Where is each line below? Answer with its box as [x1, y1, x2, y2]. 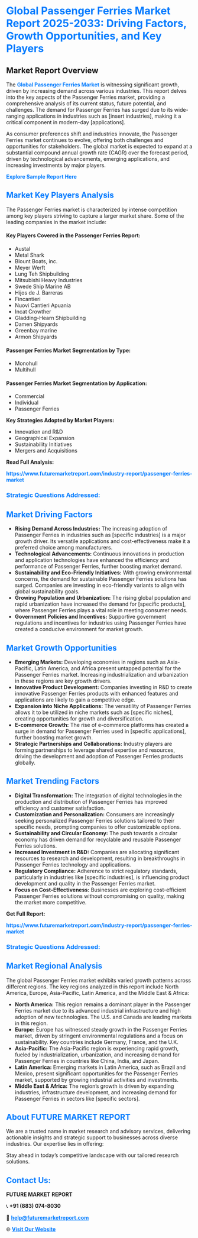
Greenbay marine [14, 327, 57, 334]
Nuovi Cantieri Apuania [14, 302, 72, 309]
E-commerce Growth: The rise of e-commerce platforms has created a [14, 721, 189, 728]
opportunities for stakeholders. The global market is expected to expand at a [6, 143, 193, 150]
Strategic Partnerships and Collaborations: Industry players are [14, 740, 173, 747]
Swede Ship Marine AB [14, 283, 71, 290]
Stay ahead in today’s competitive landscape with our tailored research [6, 1152, 179, 1159]
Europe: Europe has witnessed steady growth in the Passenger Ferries [14, 1026, 187, 1033]
